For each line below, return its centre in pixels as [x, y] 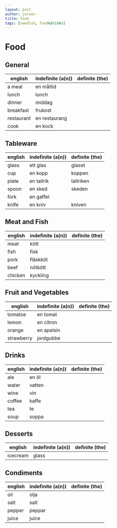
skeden [80, 189]
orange [16, 330]
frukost [44, 111]
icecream [18, 456]
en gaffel [39, 197]
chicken [16, 275]
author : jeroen [20, 14]
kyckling [39, 275]
